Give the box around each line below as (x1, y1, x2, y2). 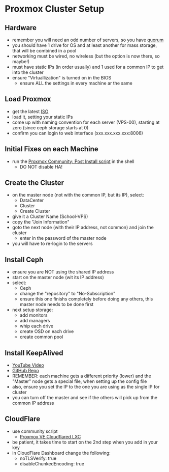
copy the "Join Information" (12, 219, 70, 225)
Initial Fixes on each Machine (5, 145, 98, 153)
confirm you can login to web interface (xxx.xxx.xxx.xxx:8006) (12, 130, 143, 136)
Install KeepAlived (5, 348, 63, 357)
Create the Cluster (5, 179, 64, 187)
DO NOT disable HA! (19, 163, 63, 170)
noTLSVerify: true (19, 455, 57, 461)
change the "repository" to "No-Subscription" (19, 291, 116, 297)
